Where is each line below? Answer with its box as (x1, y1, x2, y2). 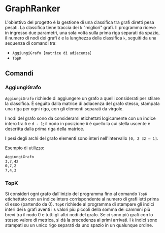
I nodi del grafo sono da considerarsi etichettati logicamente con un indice (5, 115, 156, 121)
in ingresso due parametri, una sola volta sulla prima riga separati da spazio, (5, 30, 160, 35)
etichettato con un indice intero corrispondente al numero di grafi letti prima (5, 196, 159, 202)
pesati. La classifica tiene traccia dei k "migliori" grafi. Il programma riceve (5, 24, 156, 30)
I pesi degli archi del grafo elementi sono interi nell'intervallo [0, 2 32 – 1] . (5, 135, 159, 141)
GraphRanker (5, 3, 61, 14)
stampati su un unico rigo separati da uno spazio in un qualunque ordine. (5, 222, 154, 228)
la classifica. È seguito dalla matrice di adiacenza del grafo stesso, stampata (5, 100, 160, 106)
